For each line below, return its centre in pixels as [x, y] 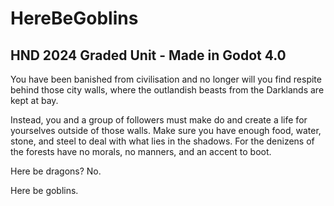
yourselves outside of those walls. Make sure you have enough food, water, [166, 130]
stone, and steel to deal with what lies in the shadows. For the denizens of [162, 141]
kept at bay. [34, 100]
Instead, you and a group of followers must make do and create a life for [159, 120]
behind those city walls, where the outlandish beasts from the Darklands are [167, 90]
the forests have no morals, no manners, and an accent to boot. [141, 151]
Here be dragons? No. [56, 171]
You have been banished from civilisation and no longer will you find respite [166, 79]
